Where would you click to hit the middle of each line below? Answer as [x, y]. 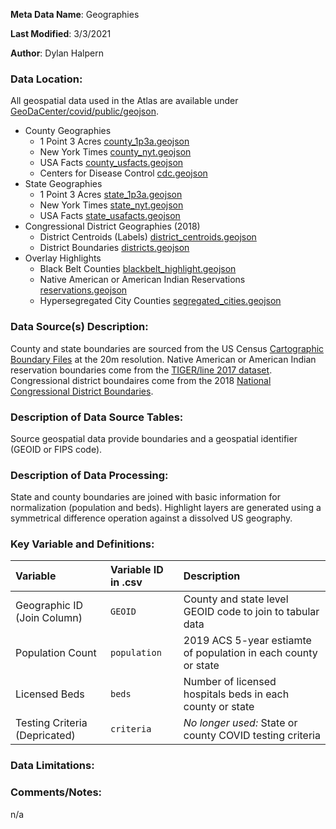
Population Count [56, 653]
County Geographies [68, 131]
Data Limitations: [52, 766]
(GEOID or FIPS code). [56, 449]
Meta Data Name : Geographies [75, 14]
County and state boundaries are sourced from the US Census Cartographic [167, 348]
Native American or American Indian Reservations [142, 280]
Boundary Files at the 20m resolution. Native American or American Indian [163, 359]
